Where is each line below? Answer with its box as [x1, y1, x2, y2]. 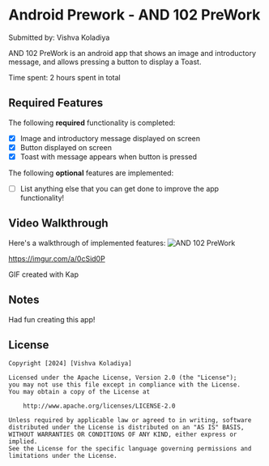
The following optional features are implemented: [8, 168, 174, 178]
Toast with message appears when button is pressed [19, 152, 197, 162]
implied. [8, 438, 38, 446]
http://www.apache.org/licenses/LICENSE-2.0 [23, 402, 176, 411]
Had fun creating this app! [8, 314, 96, 324]
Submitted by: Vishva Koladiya [8, 32, 110, 42]
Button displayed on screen [19, 142, 112, 152]
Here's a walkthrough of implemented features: [8, 238, 166, 248]
